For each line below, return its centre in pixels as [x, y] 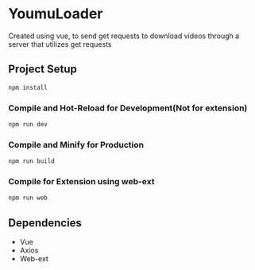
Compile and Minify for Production [76, 145]
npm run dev [28, 124]
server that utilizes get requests [60, 44]
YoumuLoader [56, 14]
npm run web [28, 198]
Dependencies [45, 223]
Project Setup [43, 69]
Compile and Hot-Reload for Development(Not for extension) [128, 108]
